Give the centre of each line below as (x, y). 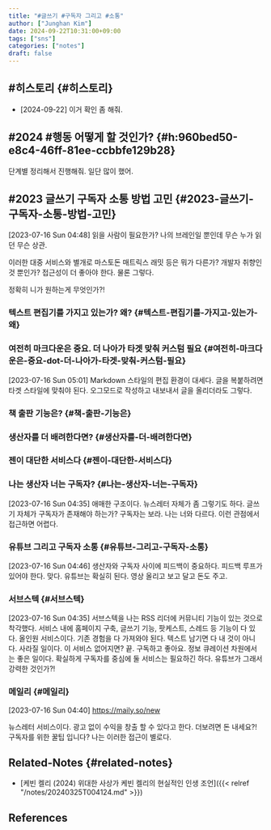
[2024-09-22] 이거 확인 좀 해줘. (71, 109)
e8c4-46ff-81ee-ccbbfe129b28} (92, 151)
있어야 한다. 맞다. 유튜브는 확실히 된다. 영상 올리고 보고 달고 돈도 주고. (118, 577)
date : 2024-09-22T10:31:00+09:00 (65, 31)
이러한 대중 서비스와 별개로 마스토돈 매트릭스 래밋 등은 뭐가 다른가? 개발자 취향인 (135, 262)
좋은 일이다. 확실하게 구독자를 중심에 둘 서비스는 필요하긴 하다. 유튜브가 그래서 (140, 659)
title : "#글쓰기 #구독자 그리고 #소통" (66, 16)
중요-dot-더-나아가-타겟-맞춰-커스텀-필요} (106, 361)
